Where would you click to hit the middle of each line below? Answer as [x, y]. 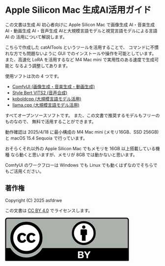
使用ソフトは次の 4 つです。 [33, 76]
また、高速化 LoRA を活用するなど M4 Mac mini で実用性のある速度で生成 [80, 59]
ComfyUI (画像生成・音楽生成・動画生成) [54, 86]
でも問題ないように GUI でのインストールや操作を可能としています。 [87, 53]
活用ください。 [29, 171]
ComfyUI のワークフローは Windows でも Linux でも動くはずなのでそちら [79, 165]
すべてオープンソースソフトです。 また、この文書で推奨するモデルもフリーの [82, 115]
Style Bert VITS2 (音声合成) [40, 93]
